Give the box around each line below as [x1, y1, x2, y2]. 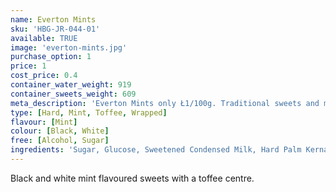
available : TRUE [10, 33, 78, 43]
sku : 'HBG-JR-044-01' [10, 24, 101, 34]
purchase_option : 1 [10, 52, 92, 62]
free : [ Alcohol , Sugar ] [10, 136, 110, 146]
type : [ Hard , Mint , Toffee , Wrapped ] [10, 107, 168, 118]
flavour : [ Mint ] [10, 117, 78, 127]
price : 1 [10, 61, 47, 71]
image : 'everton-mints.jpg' [10, 42, 128, 53]
